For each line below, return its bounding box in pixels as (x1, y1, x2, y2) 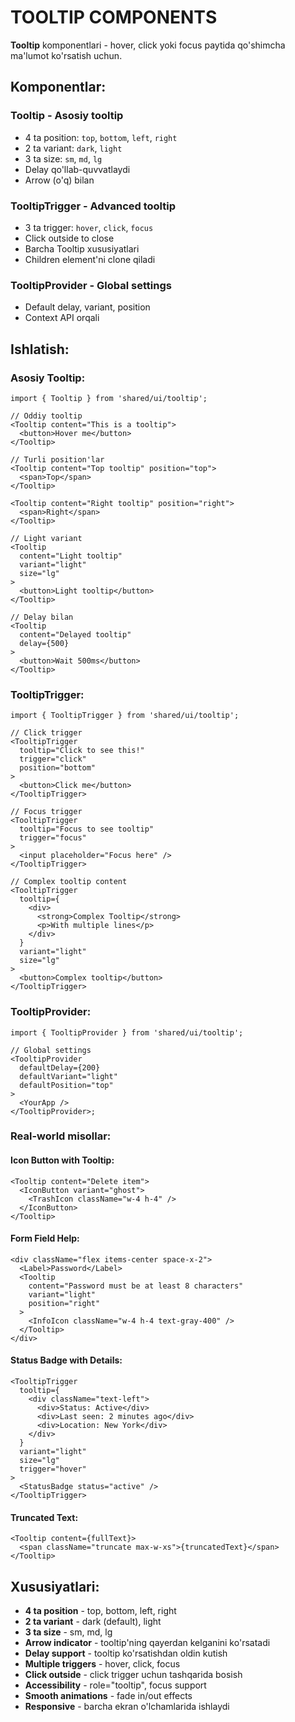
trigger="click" (19, 754, 87, 765)
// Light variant (10, 533, 83, 543)
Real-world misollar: (10, 1129, 112, 1143)
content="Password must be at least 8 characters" (28, 1281, 244, 1291)
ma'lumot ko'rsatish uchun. (10, 49, 123, 61)
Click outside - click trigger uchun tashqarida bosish (24, 1669, 243, 1681)
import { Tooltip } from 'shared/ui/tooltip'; (10, 393, 208, 403)
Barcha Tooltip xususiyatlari (24, 242, 140, 255)
